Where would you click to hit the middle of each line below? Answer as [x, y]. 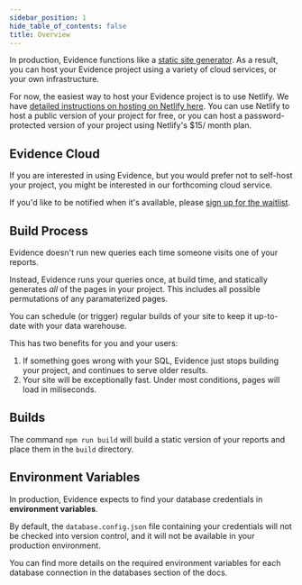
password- [265, 116]
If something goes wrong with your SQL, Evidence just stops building [151, 361]
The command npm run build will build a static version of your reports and [147, 439]
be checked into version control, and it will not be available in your [132, 535]
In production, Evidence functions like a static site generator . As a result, [144, 60]
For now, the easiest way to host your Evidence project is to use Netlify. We [149, 96]
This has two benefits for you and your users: [94, 343]
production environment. [55, 545]
